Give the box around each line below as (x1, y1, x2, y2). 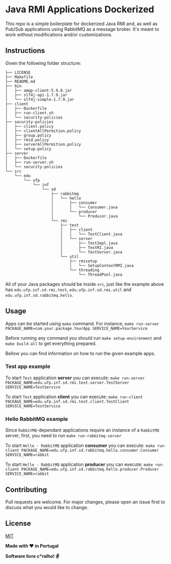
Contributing (5, 485, 47, 494)
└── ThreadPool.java (78, 272, 123, 277)
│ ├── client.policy (5, 124, 54, 129)
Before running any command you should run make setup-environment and (5, 335, 162, 341)
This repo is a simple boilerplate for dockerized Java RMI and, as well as (5, 21, 158, 27)
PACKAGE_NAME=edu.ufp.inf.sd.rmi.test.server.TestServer (5, 380, 130, 385)
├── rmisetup (69, 258, 97, 264)
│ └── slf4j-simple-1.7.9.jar (5, 96, 74, 102)
